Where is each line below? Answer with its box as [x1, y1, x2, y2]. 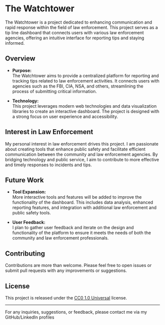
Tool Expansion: [12, 189, 46, 195]
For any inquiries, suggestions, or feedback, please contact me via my [5, 309, 147, 315]
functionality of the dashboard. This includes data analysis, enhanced [12, 200, 153, 206]
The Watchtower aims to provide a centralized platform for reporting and [12, 72, 159, 79]
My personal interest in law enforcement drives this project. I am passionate [5, 141, 159, 147]
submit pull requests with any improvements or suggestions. [5, 267, 127, 273]
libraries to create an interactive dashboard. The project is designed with [12, 108, 160, 114]
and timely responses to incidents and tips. [5, 162, 92, 168]
